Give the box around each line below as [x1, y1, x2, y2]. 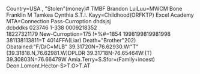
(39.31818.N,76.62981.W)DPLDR [6, 50, 86, 56]
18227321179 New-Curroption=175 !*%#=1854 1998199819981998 [6, 30, 171, 38]
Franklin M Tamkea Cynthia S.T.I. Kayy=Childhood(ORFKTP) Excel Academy [6, 11, 194, 18]
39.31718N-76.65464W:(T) [86, 50, 152, 56]
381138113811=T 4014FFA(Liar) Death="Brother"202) [6, 37, 136, 44]
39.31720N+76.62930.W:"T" [68, 43, 139, 50]
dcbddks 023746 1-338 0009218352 [6, 24, 97, 31]
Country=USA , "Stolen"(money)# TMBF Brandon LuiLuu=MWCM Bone [6, 5, 183, 12]
